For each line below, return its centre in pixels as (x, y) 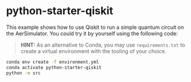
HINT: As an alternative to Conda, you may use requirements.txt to (103, 45)
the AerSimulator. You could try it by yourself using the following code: (92, 33)
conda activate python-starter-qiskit (54, 67)
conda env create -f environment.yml (53, 62)
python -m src (24, 73)
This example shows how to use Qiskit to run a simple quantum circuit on (95, 27)
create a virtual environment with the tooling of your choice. (93, 51)
